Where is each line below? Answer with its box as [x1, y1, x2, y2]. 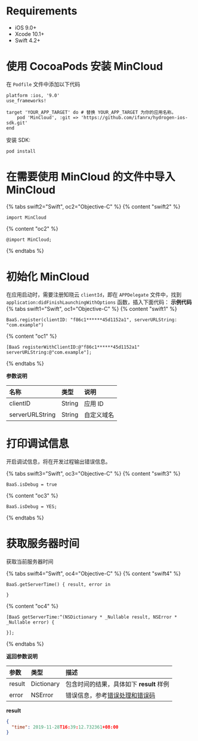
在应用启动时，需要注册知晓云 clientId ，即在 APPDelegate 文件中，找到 [6, 291, 182, 298]
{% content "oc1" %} [6, 332, 57, 340]
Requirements [6, 4, 78, 18]
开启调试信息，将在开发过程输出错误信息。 [6, 458, 111, 465]
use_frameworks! [6, 98, 47, 104]
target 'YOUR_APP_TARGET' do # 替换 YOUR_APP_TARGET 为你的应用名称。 [6, 109, 177, 115]
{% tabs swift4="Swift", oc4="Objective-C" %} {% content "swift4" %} [6, 570, 181, 577]
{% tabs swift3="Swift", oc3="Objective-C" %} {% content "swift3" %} [6, 470, 181, 477]
